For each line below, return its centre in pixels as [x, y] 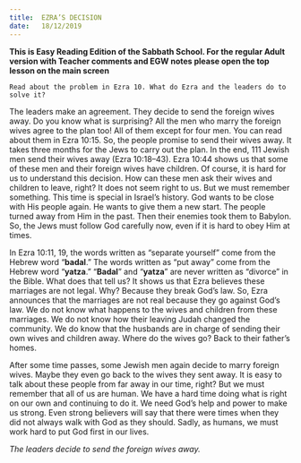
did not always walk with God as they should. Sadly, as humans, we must [144, 422]
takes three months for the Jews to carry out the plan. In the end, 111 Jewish [149, 150]
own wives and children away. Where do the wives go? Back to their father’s [150, 338]
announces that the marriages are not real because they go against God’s [145, 300]
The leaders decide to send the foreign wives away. [105, 449]
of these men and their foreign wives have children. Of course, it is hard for [148, 168]
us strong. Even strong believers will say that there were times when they [144, 412]
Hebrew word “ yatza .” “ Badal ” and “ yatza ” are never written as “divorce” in [149, 271]
